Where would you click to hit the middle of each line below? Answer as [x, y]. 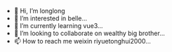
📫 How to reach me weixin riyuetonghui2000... [82, 41]
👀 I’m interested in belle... [51, 18]
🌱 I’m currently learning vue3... [58, 26]
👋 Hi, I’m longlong [39, 11]
